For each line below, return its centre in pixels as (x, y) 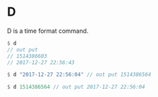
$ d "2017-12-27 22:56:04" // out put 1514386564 (79, 75)
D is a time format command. (48, 31)
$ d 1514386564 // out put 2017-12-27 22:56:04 (76, 87)
